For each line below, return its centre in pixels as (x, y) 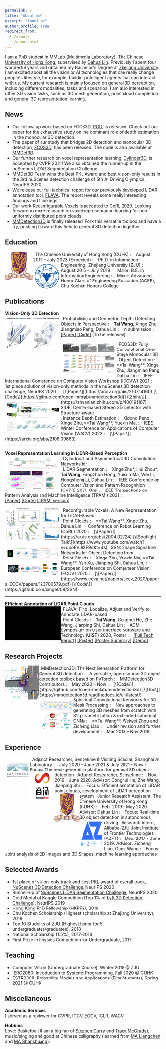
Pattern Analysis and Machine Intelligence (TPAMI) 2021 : (63, 495)
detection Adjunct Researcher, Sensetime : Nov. (106, 775)
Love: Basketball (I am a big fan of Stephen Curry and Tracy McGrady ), (77, 1031)
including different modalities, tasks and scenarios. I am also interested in (80, 88)
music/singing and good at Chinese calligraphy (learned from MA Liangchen (83, 1036)
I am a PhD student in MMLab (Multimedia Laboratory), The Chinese (75, 57)
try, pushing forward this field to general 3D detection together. (77, 226)
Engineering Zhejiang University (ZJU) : (102, 265)
